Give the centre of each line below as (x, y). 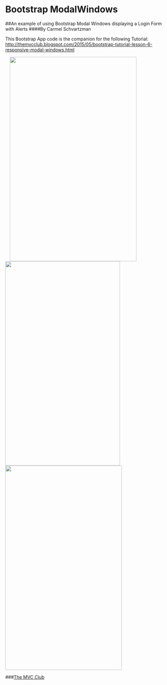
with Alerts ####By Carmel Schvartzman (48, 29)
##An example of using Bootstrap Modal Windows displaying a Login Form (83, 23)
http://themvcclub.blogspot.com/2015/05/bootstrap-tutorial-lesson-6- (79, 44)
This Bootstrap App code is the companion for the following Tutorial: (77, 39)
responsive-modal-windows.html (40, 50)
